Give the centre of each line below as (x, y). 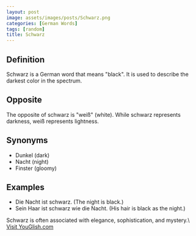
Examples (25, 187)
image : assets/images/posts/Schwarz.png (59, 18)
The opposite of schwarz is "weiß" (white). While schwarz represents (94, 114)
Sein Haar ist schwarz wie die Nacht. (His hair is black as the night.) (100, 208)
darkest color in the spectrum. (44, 81)
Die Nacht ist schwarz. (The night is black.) (69, 202)
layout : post (23, 12)
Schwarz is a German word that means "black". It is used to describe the (98, 74)
